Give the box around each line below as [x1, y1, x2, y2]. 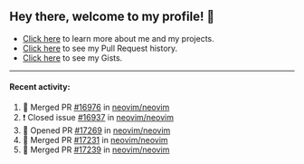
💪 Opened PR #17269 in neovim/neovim [22, 125, 171, 136]
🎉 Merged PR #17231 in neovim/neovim [22, 135, 169, 146]
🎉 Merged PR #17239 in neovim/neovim [22, 144, 170, 155]
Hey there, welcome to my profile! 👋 [9, 9, 215, 24]
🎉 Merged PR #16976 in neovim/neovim [22, 101, 170, 113]
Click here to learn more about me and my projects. [22, 33, 214, 43]
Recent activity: [9, 82, 71, 92]
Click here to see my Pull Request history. [22, 43, 178, 53]
